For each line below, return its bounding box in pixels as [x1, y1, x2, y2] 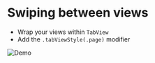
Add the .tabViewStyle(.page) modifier [17, 35, 131, 43]
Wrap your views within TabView [17, 28, 109, 36]
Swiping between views [7, 5, 149, 21]
